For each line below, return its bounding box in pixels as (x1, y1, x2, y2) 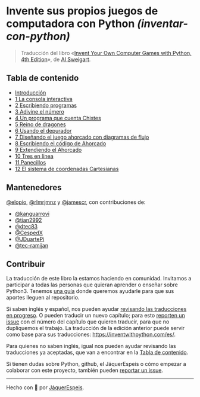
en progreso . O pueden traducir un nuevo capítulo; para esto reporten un (6, 312, 186, 319)
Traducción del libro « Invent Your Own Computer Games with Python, (20, 49, 192, 56)
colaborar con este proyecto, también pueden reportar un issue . (6, 367, 164, 374)
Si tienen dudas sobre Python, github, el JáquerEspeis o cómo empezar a (6, 361, 186, 368)
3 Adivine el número (14, 108, 64, 115)
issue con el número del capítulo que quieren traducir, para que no (6, 318, 170, 325)
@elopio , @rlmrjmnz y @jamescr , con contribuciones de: (6, 198, 146, 206)
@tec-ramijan (14, 242, 49, 249)
